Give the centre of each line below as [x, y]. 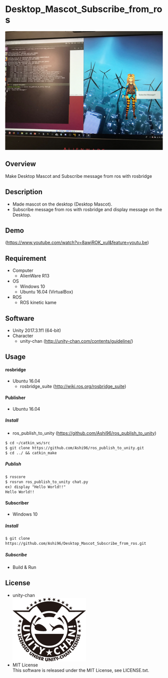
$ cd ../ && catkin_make [31, 453]
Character [23, 336]
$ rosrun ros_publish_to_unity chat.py [47, 482]
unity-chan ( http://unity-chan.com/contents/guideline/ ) [76, 341]
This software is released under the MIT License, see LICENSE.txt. [81, 670]
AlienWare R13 [35, 276]
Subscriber [17, 503]
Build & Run [24, 567]
